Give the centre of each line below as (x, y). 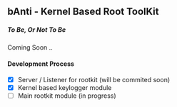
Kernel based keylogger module (65, 87)
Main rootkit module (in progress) (67, 96)
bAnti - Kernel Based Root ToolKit (83, 12)
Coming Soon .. (30, 47)
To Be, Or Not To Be (37, 29)
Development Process (41, 64)
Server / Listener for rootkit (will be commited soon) (94, 79)
